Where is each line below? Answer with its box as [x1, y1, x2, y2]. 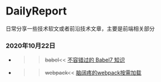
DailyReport [5, 4, 67, 18]
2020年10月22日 [5, 41, 56, 49]
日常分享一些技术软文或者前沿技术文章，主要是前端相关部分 [5, 25, 155, 32]
